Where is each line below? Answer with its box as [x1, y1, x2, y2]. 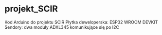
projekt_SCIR [4, 3, 58, 14]
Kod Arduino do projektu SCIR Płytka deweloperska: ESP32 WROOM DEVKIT [4, 19, 158, 25]
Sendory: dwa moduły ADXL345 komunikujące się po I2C [4, 24, 120, 30]
